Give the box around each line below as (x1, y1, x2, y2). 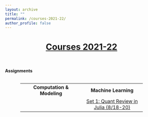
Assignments (5, 68, 33, 74)
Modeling (39, 90, 62, 97)
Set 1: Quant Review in (86, 98, 138, 105)
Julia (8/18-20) (94, 104, 131, 111)
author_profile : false (5, 20, 51, 26)
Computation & (33, 84, 69, 91)
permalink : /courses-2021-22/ (5, 16, 66, 21)
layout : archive (5, 7, 38, 12)
